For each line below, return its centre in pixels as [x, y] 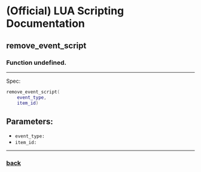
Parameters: [30, 121]
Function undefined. [36, 62]
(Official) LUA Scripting [65, 11]
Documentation [46, 24]
